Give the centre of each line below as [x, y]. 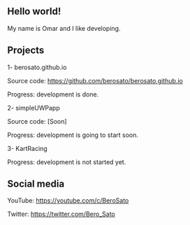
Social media [36, 184]
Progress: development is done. [53, 94]
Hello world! [34, 12]
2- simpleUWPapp [34, 108]
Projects [26, 51]
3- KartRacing [27, 148]
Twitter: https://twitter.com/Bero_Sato [61, 214]
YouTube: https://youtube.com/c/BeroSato [68, 201]
